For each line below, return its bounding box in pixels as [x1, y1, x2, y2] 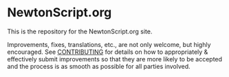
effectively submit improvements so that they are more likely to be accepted [7, 55, 222, 63]
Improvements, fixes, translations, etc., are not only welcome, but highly [7, 40, 211, 48]
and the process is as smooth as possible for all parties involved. [7, 62, 190, 70]
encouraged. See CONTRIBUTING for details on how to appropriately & [7, 48, 208, 56]
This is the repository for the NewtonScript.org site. [7, 27, 153, 35]
